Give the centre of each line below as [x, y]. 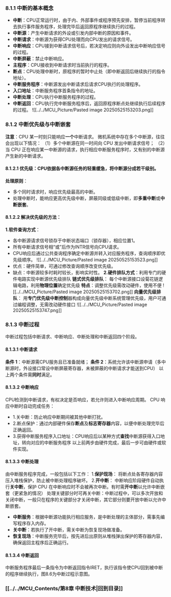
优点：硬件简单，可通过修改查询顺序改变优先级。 [64, 266]
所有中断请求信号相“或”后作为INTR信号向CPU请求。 [67, 247]
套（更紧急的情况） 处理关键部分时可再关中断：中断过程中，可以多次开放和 [84, 493]
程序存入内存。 [33, 523]
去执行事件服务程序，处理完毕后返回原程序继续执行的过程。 [75, 27]
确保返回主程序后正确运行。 [42, 542]
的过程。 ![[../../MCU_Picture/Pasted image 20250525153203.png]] [83, 110]
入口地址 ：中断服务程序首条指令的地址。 [55, 91]
